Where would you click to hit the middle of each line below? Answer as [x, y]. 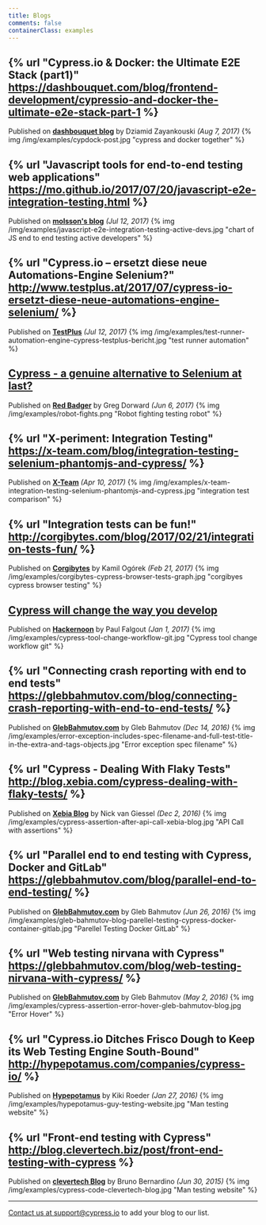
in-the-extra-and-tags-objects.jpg [64, 744]
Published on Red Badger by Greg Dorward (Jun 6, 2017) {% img [114, 405]
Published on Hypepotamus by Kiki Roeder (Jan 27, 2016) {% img [116, 1096]
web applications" [54, 177]
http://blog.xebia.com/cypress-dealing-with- [123, 782]
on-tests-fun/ [43, 549]
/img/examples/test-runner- [199, 331]
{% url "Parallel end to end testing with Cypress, [130, 855]
